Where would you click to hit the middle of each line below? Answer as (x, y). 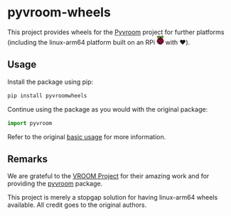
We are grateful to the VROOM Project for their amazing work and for (108, 176)
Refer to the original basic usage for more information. (87, 136)
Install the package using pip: (50, 82)
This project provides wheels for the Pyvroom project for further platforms (116, 32)
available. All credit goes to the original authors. (77, 205)
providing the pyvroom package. (55, 184)
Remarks (28, 159)
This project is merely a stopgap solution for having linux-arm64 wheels (113, 198)
